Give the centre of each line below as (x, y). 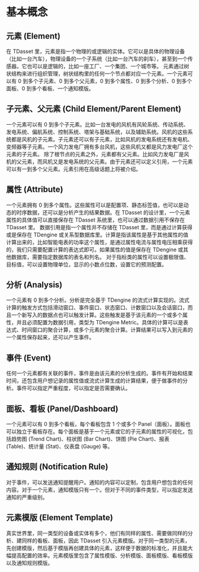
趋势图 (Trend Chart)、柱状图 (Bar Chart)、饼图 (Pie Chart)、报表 (90, 439)
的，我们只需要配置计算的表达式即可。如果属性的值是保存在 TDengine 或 (95, 249)
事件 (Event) (29, 358)
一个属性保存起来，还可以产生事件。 (50, 337)
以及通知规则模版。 (30, 562)
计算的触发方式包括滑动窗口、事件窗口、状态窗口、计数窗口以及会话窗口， (97, 308)
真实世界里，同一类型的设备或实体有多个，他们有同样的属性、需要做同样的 (97, 533)
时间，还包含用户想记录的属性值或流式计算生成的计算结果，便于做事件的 (94, 381)
